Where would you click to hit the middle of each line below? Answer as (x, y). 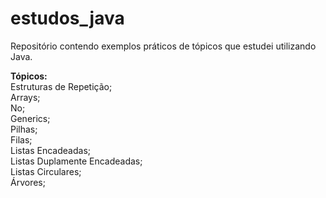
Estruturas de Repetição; (61, 86)
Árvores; (28, 182)
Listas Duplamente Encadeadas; (76, 161)
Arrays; (25, 97)
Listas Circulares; (46, 171)
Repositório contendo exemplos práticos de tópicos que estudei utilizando (163, 46)
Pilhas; (24, 129)
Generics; (30, 118)
